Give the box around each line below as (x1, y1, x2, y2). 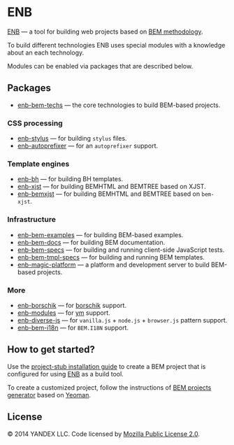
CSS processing (7, 118, 63, 128)
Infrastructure (7, 215, 57, 225)
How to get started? (7, 344, 96, 355)
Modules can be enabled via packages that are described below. (7, 62, 193, 70)
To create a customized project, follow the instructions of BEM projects (7, 383, 212, 392)
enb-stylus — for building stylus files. (17, 134, 127, 143)
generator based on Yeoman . (7, 390, 92, 399)
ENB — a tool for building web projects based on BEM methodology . (7, 27, 204, 36)
